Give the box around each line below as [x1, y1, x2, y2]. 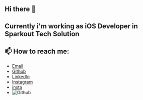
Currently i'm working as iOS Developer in [4, 22, 138, 30]
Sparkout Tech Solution [4, 29, 79, 38]
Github [11, 68, 26, 74]
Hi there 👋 [4, 5, 36, 13]
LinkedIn [11, 73, 30, 80]
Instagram [11, 79, 33, 85]
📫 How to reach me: [4, 47, 69, 56]
